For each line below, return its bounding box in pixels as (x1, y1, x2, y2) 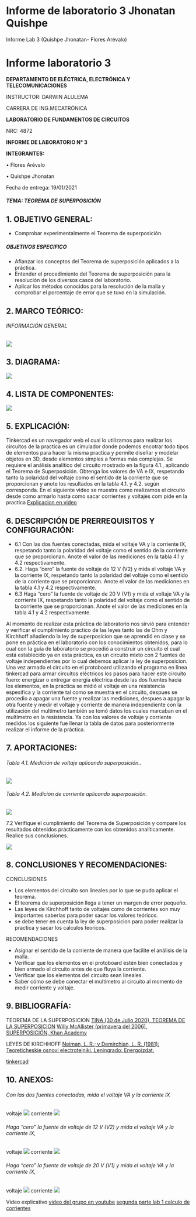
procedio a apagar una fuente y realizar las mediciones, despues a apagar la (6, 695, 190, 702)
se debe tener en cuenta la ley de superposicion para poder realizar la (14, 917, 184, 925)
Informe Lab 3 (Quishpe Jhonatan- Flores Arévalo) (6, 36, 127, 43)
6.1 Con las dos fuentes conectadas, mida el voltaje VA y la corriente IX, (14, 541, 187, 548)
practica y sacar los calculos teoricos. (14, 924, 106, 931)
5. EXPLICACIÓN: (6, 421, 70, 431)
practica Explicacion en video (6, 499, 77, 506)
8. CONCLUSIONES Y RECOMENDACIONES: (6, 860, 167, 870)
